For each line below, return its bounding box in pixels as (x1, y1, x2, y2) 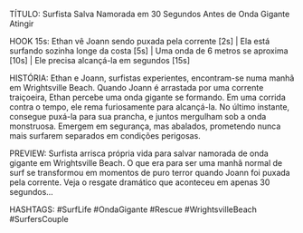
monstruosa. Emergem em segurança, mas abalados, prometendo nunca (9, 121, 281, 131)
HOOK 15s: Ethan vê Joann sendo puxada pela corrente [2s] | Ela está (9, 36, 270, 46)
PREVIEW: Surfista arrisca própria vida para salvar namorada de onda (9, 148, 269, 159)
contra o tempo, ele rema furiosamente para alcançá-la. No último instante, (9, 102, 290, 112)
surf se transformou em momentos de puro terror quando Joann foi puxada (9, 168, 291, 178)
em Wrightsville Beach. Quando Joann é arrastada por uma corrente (9, 83, 264, 92)
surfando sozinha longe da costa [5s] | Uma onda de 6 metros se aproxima (9, 45, 289, 56)
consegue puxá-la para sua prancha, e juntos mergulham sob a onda (9, 112, 267, 121)
